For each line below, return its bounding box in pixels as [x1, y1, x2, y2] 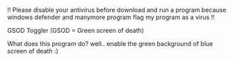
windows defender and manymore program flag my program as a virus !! [7, 13, 215, 21]
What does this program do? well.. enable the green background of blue [7, 40, 214, 47]
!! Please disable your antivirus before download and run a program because [7, 6, 227, 14]
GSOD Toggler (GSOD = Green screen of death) [7, 27, 145, 34]
